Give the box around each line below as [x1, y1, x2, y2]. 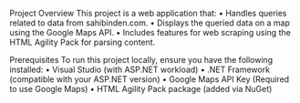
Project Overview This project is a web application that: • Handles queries [9, 8, 287, 18]
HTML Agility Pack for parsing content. [9, 36, 156, 47]
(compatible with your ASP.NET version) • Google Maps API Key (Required [9, 74, 290, 85]
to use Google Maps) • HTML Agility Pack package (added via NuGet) [9, 84, 273, 94]
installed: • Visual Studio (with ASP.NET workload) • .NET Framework [9, 64, 271, 75]
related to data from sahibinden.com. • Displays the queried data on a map [9, 17, 290, 28]
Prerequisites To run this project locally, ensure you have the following [9, 55, 274, 65]
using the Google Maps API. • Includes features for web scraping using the [9, 27, 292, 37]
